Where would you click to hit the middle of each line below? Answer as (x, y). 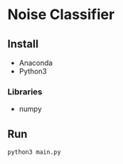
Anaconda (36, 63)
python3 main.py (34, 152)
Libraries (25, 91)
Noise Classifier (61, 15)
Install (23, 44)
